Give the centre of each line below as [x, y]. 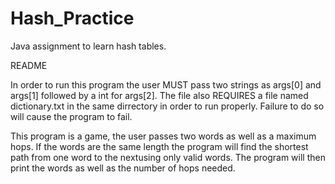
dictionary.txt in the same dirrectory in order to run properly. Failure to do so [167, 106]
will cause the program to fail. [71, 116]
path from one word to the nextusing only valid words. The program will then [168, 157]
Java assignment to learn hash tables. [88, 46]
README [29, 65]
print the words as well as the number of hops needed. [123, 168]
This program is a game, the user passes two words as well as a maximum [163, 136]
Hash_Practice [72, 18]
